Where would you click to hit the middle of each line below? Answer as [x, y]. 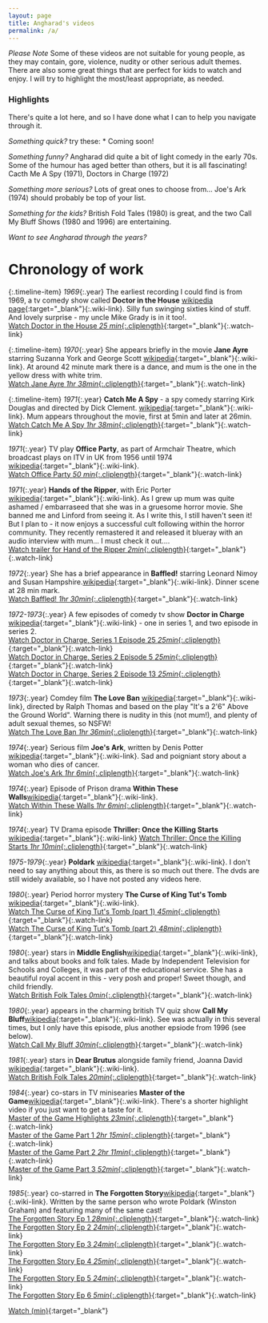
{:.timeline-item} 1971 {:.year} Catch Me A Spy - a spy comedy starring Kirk [131, 399]
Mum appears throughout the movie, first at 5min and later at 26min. [139, 416]
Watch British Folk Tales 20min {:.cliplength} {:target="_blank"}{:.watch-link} [132, 1076]
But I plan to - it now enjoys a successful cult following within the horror [127, 523]
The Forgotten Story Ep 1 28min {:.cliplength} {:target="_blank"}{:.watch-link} [134, 1218]
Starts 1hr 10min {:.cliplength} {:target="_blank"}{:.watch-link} [108, 846]
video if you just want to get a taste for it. [76, 1109]
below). [21, 1036]
